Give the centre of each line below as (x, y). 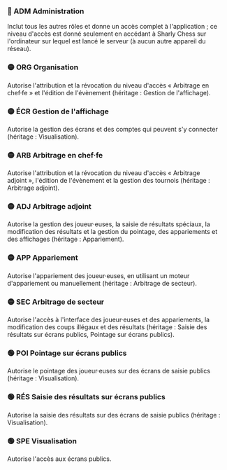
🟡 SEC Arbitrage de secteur (56, 302)
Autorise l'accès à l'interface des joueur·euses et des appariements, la (109, 320)
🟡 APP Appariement (43, 258)
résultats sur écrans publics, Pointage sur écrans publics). (91, 335)
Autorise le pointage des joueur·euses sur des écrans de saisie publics (109, 371)
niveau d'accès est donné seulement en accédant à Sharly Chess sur (107, 34)
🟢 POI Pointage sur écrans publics (67, 353)
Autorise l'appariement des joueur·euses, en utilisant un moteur (98, 275)
